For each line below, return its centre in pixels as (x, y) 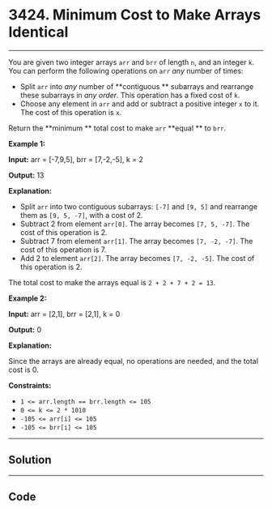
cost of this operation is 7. (63, 250)
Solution (30, 460)
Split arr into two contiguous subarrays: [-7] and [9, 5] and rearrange (138, 206)
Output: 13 (26, 175)
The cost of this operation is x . (71, 112)
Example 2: (28, 298)
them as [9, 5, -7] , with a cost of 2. (81, 215)
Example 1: (27, 143)
